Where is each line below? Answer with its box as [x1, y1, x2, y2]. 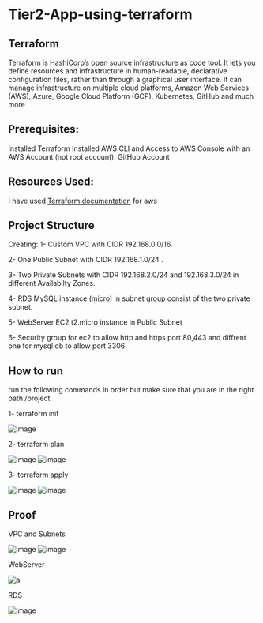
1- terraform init [8, 409, 59, 418]
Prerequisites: [8, 122, 79, 136]
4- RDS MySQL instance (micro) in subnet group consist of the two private [8, 294, 250, 303]
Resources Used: [8, 175, 95, 189]
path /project [8, 393, 51, 403]
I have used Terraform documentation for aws [8, 196, 158, 205]
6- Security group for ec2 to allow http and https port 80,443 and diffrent [8, 333, 246, 343]
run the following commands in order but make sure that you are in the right [8, 385, 254, 395]
